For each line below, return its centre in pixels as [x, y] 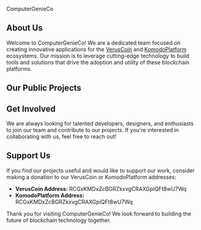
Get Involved [31, 109]
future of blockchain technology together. [59, 220]
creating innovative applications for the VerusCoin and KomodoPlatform [97, 49]
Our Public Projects [44, 88]
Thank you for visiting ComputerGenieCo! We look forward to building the [99, 213]
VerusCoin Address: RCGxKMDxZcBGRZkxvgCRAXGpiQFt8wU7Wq [101, 188]
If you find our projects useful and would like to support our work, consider [100, 170]
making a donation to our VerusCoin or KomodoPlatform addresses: [91, 177]
